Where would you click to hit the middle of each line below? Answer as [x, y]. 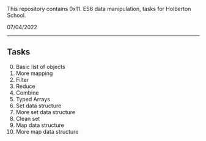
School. [17, 15]
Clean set [28, 118]
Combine [27, 92]
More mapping [34, 73]
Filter [22, 79]
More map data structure [47, 131]
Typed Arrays [33, 99]
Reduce [25, 86]
